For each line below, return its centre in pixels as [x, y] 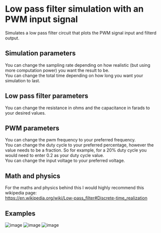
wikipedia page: [21, 193]
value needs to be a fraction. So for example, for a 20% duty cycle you [76, 150]
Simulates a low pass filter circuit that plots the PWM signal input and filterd [81, 33]
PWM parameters [32, 128]
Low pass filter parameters [47, 96]
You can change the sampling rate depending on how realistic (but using [78, 65]
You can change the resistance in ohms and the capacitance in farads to [78, 108]
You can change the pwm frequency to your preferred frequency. [71, 140]
